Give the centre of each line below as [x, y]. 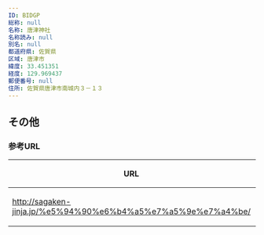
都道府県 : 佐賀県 [32, 52]
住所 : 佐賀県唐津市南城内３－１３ [56, 88]
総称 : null [25, 23]
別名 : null [25, 45]
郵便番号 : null [31, 81]
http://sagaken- [42, 202]
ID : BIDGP [24, 15]
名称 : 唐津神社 [29, 30]
